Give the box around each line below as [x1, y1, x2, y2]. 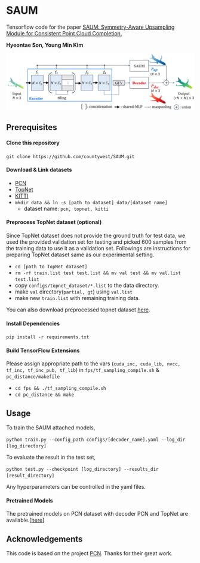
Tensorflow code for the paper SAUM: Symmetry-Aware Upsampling [6, 23, 175, 31]
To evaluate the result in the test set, [6, 453, 96, 461]
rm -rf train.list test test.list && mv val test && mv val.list [14, 270, 181, 276]
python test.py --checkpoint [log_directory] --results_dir [6, 467, 159, 473]
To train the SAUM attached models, [6, 424, 96, 431]
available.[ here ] [6, 516, 45, 524]
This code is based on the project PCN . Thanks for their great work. [6, 550, 173, 557]
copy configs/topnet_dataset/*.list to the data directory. [14, 282, 159, 289]
